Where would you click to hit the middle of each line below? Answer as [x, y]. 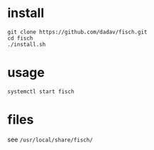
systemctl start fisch [41, 91]
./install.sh [27, 44]
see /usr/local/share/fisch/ [50, 139]
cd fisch [20, 38]
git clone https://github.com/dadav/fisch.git [77, 32]
